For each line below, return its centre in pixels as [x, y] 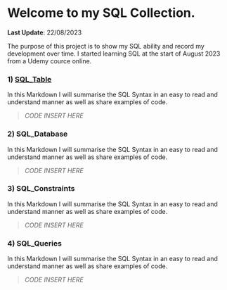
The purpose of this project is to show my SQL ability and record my [106, 46]
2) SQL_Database [38, 134]
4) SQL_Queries [34, 243]
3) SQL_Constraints [41, 189]
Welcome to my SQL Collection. [101, 13]
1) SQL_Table [30, 79]
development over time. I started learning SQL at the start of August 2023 [114, 53]
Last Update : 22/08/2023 [45, 32]
